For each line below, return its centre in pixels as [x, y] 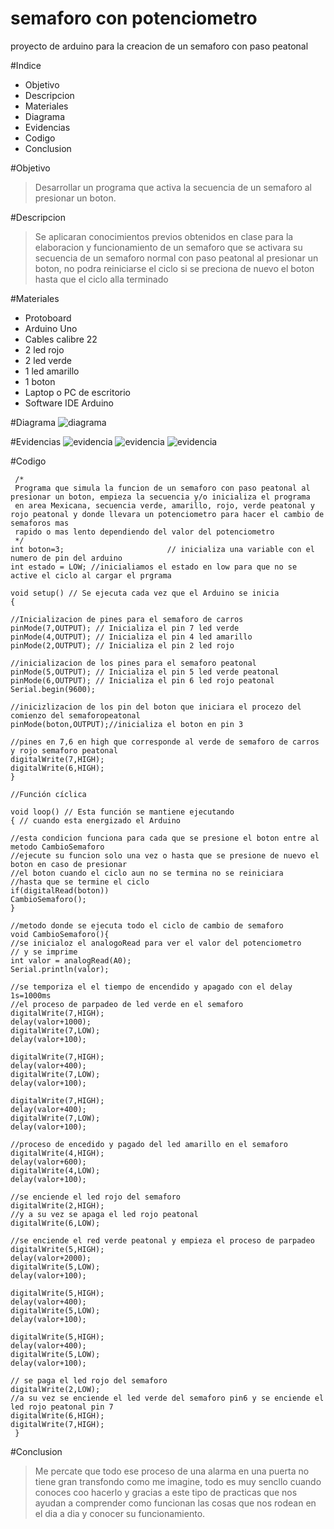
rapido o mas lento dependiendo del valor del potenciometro [144, 532]
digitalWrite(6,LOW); [55, 1223]
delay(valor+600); [48, 1162]
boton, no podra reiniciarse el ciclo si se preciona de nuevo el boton [174, 268]
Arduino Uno [51, 328]
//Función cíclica [48, 794]
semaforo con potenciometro [134, 18]
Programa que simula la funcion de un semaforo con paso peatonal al [162, 488]
